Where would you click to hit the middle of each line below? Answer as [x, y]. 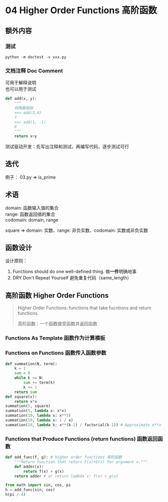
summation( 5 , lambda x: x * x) [36, 411]
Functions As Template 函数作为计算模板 [55, 338]
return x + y [26, 136]
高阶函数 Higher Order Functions [57, 295]
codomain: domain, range [32, 220]
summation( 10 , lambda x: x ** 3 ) [38, 415]
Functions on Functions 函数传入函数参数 [56, 353]
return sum [26, 392]
